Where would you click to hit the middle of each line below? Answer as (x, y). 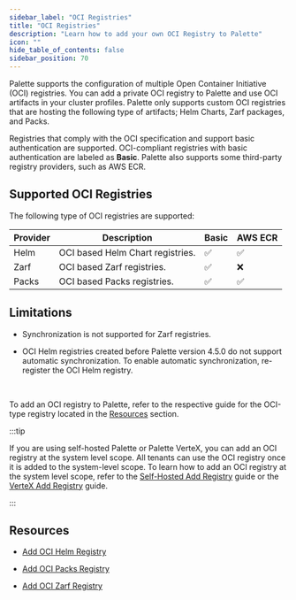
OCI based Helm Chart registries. (127, 252)
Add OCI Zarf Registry (62, 586)
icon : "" (25, 42)
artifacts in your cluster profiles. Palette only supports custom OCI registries (148, 102)
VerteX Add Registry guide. (59, 485)
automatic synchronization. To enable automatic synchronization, (140, 360)
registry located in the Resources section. (103, 413)
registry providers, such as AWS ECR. (78, 166)
